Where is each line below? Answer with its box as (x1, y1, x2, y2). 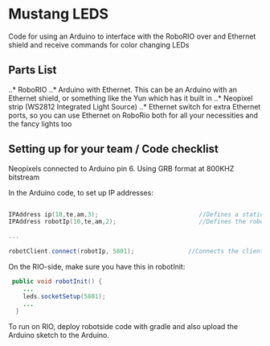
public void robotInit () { (11, 277, 103, 286)
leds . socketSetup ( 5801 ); (22, 292, 106, 300)
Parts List (8, 64, 57, 77)
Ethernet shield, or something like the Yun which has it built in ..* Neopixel (8, 93, 253, 103)
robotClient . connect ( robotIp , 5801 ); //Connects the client (8, 247, 264, 256)
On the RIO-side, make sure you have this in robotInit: (8, 262, 186, 271)
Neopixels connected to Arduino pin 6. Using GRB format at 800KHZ (8, 163, 235, 173)
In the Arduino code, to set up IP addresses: (8, 187, 154, 197)
